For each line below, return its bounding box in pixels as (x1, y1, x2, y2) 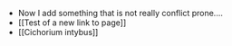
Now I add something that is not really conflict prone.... (17, 8, 224, 18)
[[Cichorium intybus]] (17, 27, 99, 37)
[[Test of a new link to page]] (17, 17, 127, 28)
